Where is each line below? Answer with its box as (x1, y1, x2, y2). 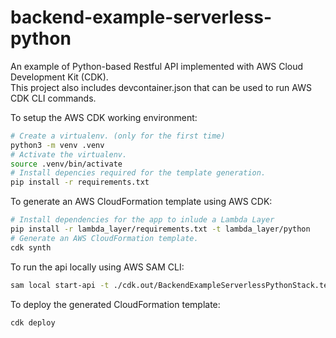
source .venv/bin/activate (10, 159, 123, 169)
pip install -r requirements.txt (10, 177, 150, 188)
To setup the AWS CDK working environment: (10, 111, 198, 123)
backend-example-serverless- (10, 6, 272, 29)
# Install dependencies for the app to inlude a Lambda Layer (10, 215, 275, 225)
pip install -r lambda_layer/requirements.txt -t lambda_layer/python (10, 224, 311, 235)
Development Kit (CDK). (10, 71, 109, 83)
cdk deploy (10, 317, 56, 328)
